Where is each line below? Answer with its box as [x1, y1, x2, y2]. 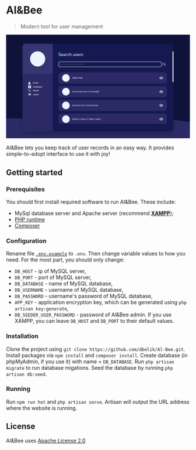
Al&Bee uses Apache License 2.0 [6, 437, 86, 444]
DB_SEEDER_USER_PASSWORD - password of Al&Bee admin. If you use [14, 311, 172, 318]
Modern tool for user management [20, 23, 103, 30]
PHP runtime [14, 216, 45, 223]
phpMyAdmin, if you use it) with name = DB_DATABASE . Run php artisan [6, 358, 174, 365]
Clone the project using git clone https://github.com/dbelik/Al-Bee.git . [6, 345, 185, 352]
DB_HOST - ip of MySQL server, [14, 268, 86, 275]
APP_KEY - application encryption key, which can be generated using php [14, 299, 187, 306]
